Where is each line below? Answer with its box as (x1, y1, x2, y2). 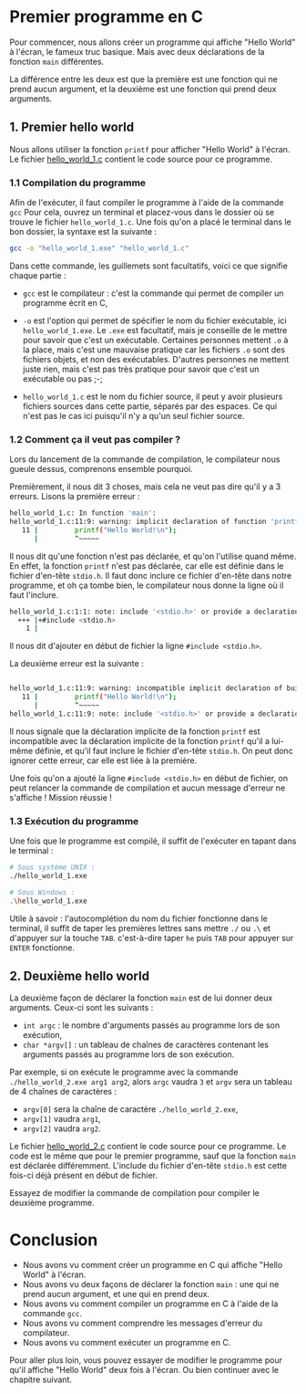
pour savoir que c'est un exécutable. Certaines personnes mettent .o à (22, 334, 289, 345)
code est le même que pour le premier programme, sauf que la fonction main (9, 1150, 296, 1161)
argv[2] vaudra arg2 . (22, 1123, 102, 1134)
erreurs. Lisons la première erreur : (9, 491, 140, 502)
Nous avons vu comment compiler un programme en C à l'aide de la (22, 1298, 279, 1309)
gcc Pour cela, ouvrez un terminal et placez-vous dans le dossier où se (9, 207, 275, 218)
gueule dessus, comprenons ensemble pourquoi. (9, 464, 193, 475)
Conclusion (9, 1230, 98, 1250)
